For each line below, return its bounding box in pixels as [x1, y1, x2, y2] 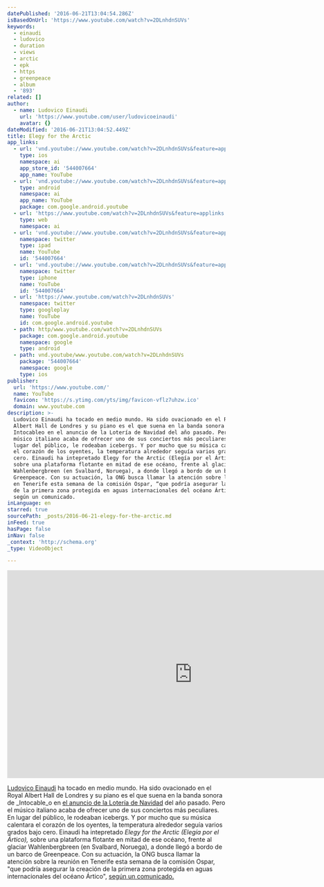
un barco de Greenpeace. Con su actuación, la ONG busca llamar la [7, 850, 201, 859]
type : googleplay [19, 306, 70, 314]
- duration [13, 42, 45, 49]
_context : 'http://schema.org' [7, 538, 98, 545]
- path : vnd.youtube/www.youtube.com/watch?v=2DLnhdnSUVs [13, 351, 185, 359]
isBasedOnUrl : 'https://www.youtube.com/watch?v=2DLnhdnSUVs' [7, 17, 190, 24]
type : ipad [19, 242, 51, 249]
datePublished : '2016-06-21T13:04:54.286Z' [7, 10, 135, 17]
